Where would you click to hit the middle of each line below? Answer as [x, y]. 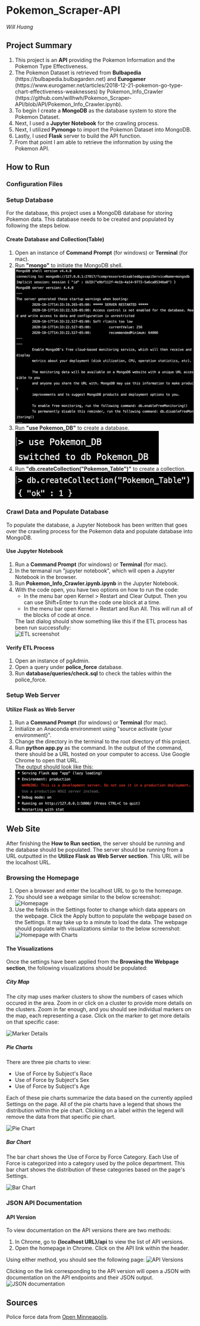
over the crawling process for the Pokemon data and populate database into [99, 531]
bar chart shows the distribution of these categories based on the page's [96, 1169]
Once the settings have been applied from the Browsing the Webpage [93, 962]
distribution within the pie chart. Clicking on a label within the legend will [95, 1111]
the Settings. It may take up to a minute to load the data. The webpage [101, 922]
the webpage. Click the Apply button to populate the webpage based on [103, 916]
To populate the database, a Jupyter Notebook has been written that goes [97, 525]
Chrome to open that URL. [47, 761]
